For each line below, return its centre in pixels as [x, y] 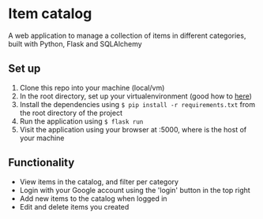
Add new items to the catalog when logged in [93, 199]
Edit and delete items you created [74, 206]
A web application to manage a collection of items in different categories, [127, 35]
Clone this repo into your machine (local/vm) [92, 87]
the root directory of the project [71, 113]
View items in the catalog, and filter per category [99, 181]
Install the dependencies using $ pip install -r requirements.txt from [137, 104]
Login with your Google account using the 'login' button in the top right [135, 190]
